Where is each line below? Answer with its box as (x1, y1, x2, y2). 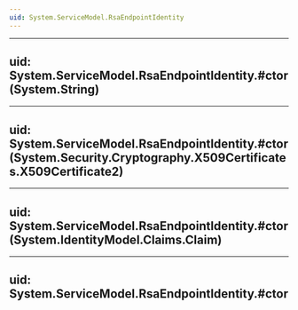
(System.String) (9, 82, 100, 98)
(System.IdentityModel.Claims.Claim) (9, 232, 223, 247)
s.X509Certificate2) (9, 163, 124, 179)
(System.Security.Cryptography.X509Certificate (9, 150, 286, 165)
